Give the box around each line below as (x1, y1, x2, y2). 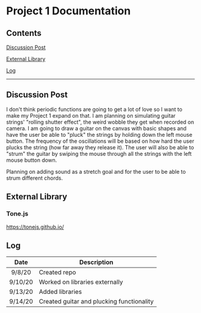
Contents (6, 28, 42, 38)
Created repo (38, 268, 77, 277)
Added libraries (38, 288, 82, 296)
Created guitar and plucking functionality (38, 297, 154, 306)
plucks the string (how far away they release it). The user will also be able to (6, 143, 194, 151)
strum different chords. (6, 174, 63, 182)
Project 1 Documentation (6, 4, 131, 18)
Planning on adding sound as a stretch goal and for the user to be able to (6, 168, 186, 175)
